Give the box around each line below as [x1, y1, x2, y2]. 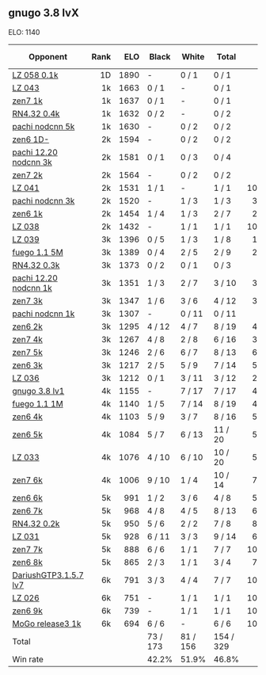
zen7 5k [12, 346, 44, 357]
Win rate [12, 654, 44, 665]
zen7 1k [12, 95, 44, 106]
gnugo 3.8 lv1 [12, 385, 65, 396]
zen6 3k [12, 360, 44, 371]
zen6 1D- [12, 134, 50, 145]
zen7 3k [12, 295, 44, 306]
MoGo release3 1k [12, 618, 82, 629]
